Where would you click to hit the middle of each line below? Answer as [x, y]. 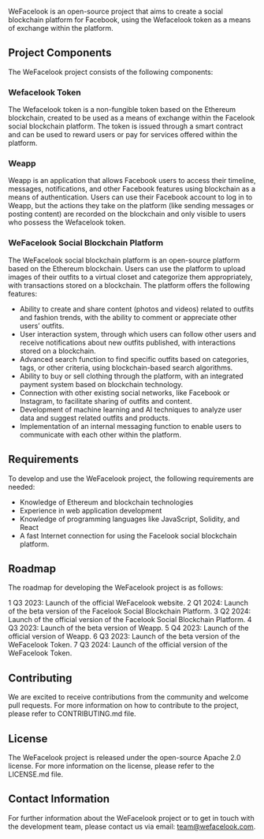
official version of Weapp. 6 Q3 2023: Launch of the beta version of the [124, 636]
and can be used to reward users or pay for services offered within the [123, 135]
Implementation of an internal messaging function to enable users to [130, 426]
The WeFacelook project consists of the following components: [111, 72]
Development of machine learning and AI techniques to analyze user [130, 409]
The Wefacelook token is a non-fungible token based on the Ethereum [122, 110]
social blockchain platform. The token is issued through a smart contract [126, 126]
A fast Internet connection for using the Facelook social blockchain [128, 535]
